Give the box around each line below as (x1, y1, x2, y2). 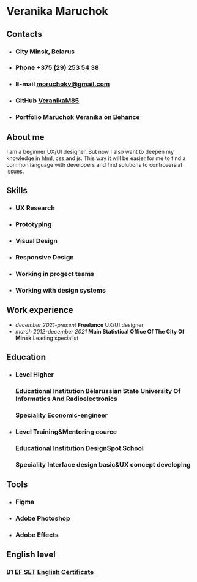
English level (6, 549, 56, 560)
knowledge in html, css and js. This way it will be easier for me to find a (6, 155, 186, 162)
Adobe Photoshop (15, 514, 70, 523)
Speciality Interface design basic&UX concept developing (15, 460, 191, 469)
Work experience (6, 305, 73, 315)
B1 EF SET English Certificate (6, 568, 94, 576)
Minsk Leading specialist (15, 334, 79, 342)
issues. (6, 167, 24, 175)
